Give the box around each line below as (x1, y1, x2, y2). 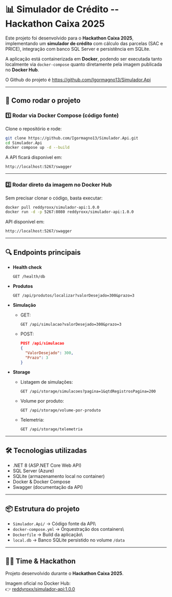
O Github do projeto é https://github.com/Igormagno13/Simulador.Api (5, 76, 151, 83)
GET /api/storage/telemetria (20, 427, 83, 432)
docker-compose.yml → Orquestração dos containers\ (12, 526, 124, 532)
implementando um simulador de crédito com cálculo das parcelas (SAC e (5, 40, 163, 46)
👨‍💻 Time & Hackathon (5, 556, 76, 565)
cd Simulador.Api (5, 140, 42, 146)
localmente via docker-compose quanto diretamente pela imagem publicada (5, 61, 162, 67)
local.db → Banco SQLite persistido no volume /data (12, 537, 125, 543)
